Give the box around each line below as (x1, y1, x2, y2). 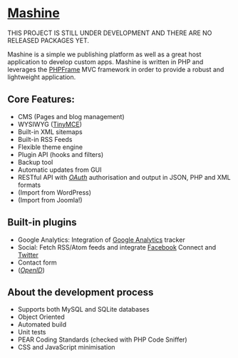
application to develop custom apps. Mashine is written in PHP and (7, 57, 204, 66)
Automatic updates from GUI (17, 165, 102, 174)
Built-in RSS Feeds (17, 135, 73, 143)
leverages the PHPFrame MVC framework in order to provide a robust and (7, 65, 224, 73)
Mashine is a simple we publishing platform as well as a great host (7, 50, 202, 58)
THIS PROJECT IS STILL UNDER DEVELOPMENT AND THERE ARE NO (7, 29, 212, 37)
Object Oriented (17, 312, 66, 322)
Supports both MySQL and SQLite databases (17, 305, 150, 314)
